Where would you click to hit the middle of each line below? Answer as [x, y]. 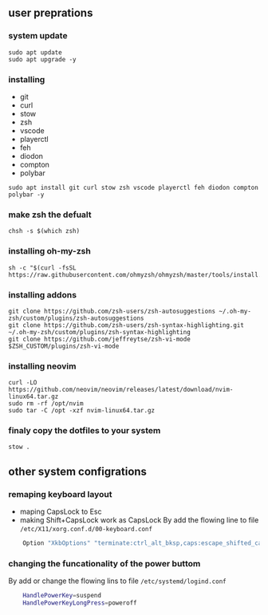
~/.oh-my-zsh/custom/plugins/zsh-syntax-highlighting [100, 332]
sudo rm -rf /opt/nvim [46, 404]
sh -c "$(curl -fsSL [43, 268]
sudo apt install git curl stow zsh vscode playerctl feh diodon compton [134, 187]
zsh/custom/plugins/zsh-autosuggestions [77, 318]
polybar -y [26, 195]
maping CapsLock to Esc [61, 512]
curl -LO [23, 383]
